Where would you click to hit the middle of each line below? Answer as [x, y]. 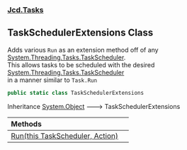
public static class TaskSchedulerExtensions [75, 93]
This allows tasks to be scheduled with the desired [81, 64]
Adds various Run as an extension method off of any [83, 50]
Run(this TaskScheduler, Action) [64, 136]
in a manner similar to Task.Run [52, 80]
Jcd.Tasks [25, 10]
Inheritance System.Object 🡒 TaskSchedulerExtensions [94, 106]
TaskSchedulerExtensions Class [80, 33]
